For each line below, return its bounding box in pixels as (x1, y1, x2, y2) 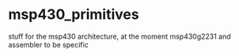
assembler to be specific (8, 39, 89, 49)
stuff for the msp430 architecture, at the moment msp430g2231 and (8, 32, 231, 41)
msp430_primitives (8, 6, 140, 24)
